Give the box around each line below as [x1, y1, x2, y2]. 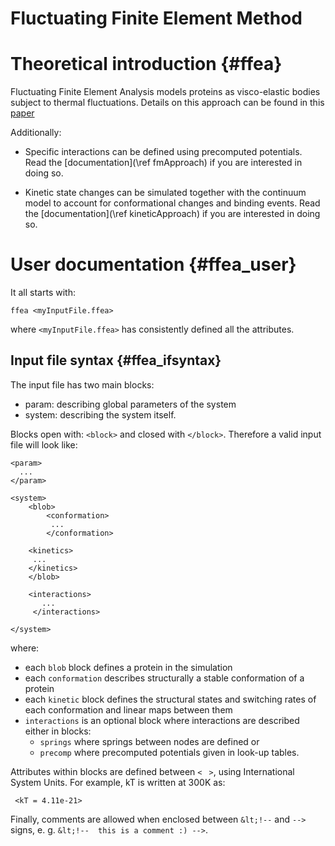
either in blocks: [24, 725, 92, 737]
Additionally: [10, 127, 62, 139]
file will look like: [10, 438, 78, 451]
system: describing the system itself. [24, 408, 177, 421]
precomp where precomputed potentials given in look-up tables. [39, 746, 300, 758]
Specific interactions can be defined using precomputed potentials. [24, 146, 303, 158]
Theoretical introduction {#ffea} [10, 53, 283, 76]
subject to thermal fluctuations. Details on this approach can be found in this [10, 97, 325, 109]
